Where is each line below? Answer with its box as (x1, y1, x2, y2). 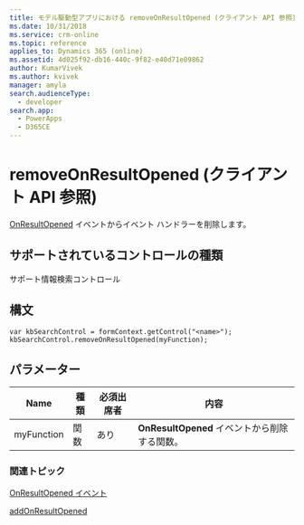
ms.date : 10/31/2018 (9, 22, 88, 31)
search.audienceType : (9, 89, 91, 98)
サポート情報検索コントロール (9, 273, 120, 284)
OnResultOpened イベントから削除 (138, 422, 289, 434)
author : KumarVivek (9, 64, 83, 73)
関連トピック (9, 465, 66, 478)
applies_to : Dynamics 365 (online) (9, 47, 144, 56)
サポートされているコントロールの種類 (9, 248, 223, 263)
